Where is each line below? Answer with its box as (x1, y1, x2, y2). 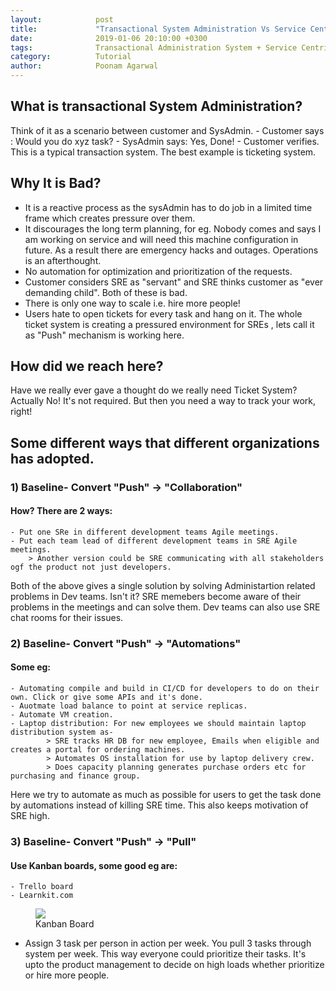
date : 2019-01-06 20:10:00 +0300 (10, 33, 208, 43)
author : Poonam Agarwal (10, 61, 159, 71)
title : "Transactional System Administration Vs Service (10, 24, 307, 34)
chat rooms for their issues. (10, 611, 124, 623)
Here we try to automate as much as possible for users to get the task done (10, 789, 322, 801)
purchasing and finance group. (10, 771, 141, 781)
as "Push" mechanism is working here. (24, 329, 185, 341)
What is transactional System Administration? (10, 98, 303, 115)
